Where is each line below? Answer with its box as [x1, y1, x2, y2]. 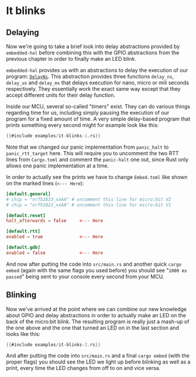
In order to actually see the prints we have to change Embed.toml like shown [6, 173, 188, 180]
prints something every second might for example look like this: [6, 122, 159, 128]
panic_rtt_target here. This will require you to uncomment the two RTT [6, 149, 180, 156]
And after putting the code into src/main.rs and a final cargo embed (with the [6, 352, 190, 359]
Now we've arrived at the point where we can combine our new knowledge [6, 306, 187, 313]
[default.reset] [6, 213, 46, 218]
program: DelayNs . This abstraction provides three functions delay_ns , [6, 73, 174, 80]
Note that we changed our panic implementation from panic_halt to [6, 143, 169, 150]
